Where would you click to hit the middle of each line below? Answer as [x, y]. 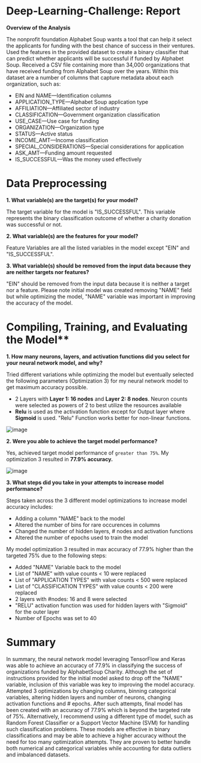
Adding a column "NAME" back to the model [70, 518]
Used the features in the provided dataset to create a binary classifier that [97, 52]
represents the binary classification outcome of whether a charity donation [99, 218]
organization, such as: [34, 84]
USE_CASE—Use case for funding [57, 121]
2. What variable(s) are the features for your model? [72, 236]
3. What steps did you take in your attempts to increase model [85, 482]
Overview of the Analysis [38, 28]
